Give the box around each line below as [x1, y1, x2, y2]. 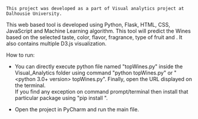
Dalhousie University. [6, 11, 62, 17]
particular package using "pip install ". [14, 95, 108, 101]
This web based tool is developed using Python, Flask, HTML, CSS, [6, 21, 171, 28]
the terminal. [14, 82, 46, 89]
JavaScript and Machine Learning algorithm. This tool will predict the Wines [6, 27, 191, 34]
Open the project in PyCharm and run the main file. [14, 106, 139, 112]
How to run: [6, 52, 35, 59]
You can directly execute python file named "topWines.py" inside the [14, 63, 183, 70]
